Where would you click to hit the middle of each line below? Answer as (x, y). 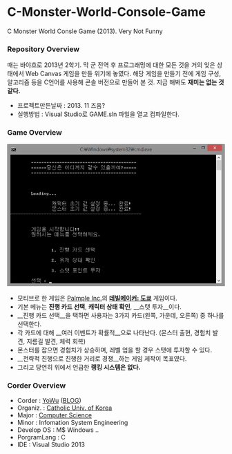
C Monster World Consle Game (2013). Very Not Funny (85, 31)
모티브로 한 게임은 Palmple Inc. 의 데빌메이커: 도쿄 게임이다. (97, 298)
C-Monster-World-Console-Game (106, 12)
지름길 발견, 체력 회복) (56, 341)
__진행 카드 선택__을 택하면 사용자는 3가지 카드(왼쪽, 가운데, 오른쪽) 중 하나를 (120, 315)
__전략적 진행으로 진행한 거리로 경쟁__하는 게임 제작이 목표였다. (102, 358)
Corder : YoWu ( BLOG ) (49, 400)
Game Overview (35, 133)
